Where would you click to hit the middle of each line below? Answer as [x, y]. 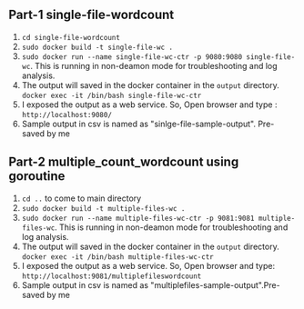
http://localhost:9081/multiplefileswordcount [111, 276]
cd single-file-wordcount [71, 37]
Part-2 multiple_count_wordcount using [124, 162]
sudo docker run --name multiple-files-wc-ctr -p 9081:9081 [138, 218]
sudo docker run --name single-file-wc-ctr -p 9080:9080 [132, 57]
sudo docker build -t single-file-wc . [97, 47]
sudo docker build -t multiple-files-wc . [103, 208]
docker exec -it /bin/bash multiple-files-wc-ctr [118, 257]
